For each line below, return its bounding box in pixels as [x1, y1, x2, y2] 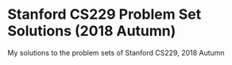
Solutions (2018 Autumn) [7, 22, 176, 40]
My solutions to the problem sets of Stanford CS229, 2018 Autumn [7, 48, 225, 57]
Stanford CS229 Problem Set [7, 5, 202, 23]
